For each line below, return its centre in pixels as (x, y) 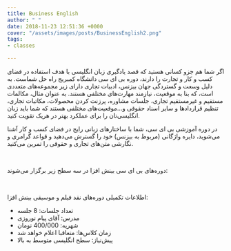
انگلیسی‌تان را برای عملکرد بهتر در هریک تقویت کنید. (73, 115)
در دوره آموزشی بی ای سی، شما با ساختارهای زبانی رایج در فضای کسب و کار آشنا (112, 129)
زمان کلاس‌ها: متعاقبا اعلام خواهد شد (64, 233)
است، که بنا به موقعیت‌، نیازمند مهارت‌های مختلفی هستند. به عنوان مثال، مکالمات (110, 93)
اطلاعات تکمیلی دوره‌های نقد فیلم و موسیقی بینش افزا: (78, 197)
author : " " (24, 20)
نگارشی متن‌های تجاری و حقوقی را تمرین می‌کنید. (70, 143)
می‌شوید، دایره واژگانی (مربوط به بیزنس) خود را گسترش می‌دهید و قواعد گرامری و (114, 136)
